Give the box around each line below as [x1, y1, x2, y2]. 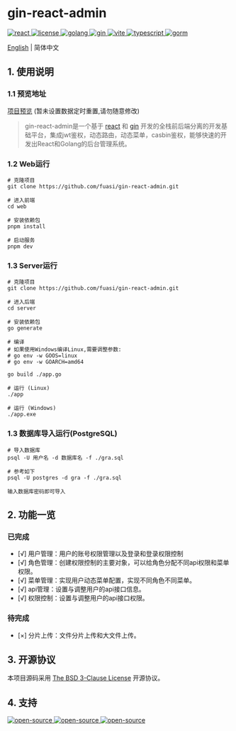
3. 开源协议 [7, 654, 56, 666]
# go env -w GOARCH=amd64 [7, 359, 84, 366]
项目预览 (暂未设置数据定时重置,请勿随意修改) [7, 107, 140, 115]
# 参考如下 [7, 467, 35, 475]
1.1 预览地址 [7, 89, 47, 99]
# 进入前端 [7, 197, 35, 204]
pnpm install [7, 222, 46, 230]
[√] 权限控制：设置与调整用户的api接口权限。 [17, 594, 149, 602]
